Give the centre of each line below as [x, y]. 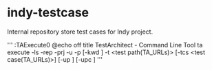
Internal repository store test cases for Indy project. [80, 32]
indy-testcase [48, 13]
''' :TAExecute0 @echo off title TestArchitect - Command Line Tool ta [105, 45]
